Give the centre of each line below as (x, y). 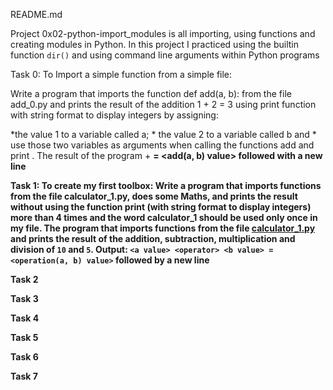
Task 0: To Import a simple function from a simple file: (121, 74)
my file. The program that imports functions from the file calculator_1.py (163, 228)
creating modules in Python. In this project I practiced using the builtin (155, 44)
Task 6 (24, 357)
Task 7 (24, 376)
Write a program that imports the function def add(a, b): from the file (151, 93)
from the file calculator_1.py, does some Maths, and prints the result (154, 196)
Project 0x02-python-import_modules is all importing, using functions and (163, 33)
